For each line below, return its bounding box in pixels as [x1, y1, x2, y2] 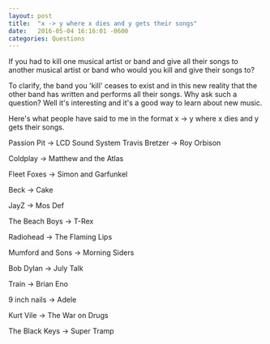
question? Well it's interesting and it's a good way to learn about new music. [8, 98, 263, 108]
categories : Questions [8, 34, 85, 43]
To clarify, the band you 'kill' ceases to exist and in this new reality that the [8, 81, 258, 91]
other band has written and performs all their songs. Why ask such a [8, 90, 238, 100]
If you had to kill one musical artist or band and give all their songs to [8, 57, 239, 66]
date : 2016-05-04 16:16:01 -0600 [8, 27, 129, 35]
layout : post [8, 11, 53, 20]
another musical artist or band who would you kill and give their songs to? [8, 66, 255, 75]
